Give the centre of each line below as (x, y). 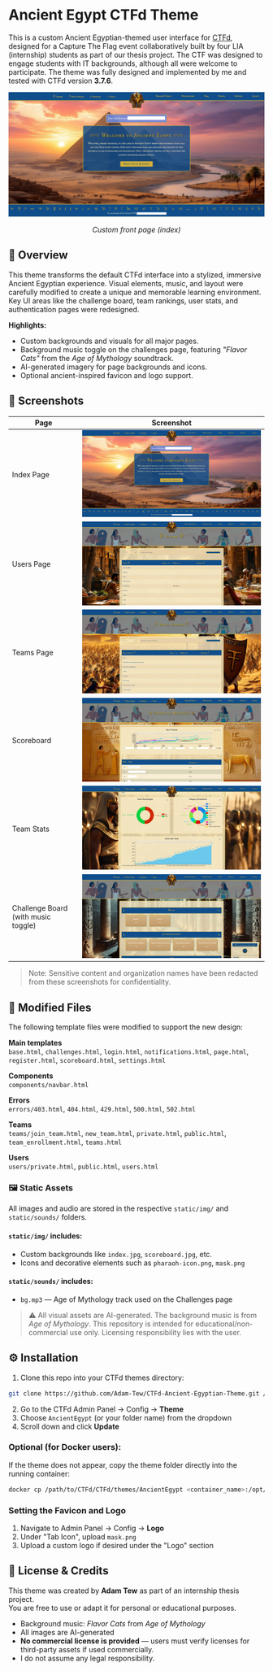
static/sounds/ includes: (51, 1282)
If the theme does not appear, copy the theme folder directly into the (123, 1464)
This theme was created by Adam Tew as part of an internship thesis (124, 1590)
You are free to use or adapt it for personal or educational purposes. (123, 1608)
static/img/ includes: (45, 1236)
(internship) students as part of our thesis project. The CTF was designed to (136, 54)
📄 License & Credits (58, 1571)
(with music (31, 917)
